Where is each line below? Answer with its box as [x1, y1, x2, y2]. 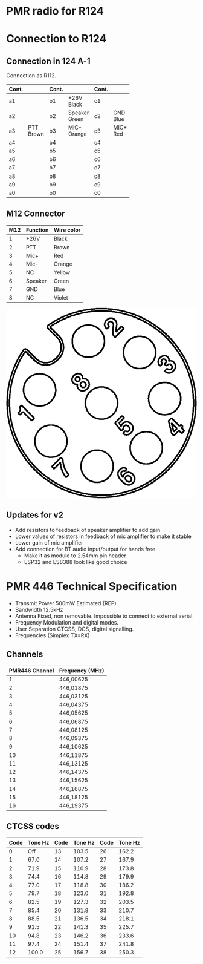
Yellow [53, 269, 71, 276]
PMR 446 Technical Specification [6, 579, 178, 593]
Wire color [53, 226, 81, 234]
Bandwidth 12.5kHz [14, 606, 63, 613]
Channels [6, 649, 43, 660]
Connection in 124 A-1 [6, 56, 91, 66]
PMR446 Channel [8, 667, 54, 674]
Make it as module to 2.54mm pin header [24, 552, 127, 559]
